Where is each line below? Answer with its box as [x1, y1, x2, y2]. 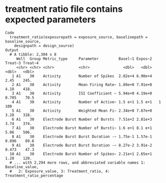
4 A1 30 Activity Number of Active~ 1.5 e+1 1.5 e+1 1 [11, 99, 162, 104]
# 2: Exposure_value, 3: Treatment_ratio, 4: [9, 169, 110, 174]
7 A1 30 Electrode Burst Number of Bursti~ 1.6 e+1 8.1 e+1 [11, 125, 153, 131]
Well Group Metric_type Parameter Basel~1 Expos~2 [16, 56, 153, 61]
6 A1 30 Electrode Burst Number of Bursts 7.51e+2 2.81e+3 [11, 117, 153, 122]
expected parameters [5, 14, 96, 25]
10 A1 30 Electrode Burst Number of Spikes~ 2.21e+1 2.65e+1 [9, 151, 153, 156]
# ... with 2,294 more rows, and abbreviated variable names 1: [9, 160, 146, 165]
